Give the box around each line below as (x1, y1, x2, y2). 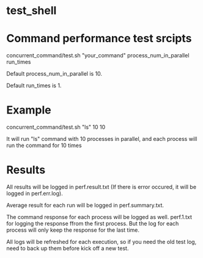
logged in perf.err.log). (6, 190, 63, 197)
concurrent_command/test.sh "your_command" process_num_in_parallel (6, 52, 190, 59)
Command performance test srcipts (6, 32, 192, 46)
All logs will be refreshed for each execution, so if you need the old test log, (6, 238, 197, 245)
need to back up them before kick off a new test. (6, 245, 129, 252)
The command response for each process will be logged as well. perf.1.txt (6, 213, 193, 220)
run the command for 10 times (6, 142, 82, 149)
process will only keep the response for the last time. (6, 226, 139, 234)
